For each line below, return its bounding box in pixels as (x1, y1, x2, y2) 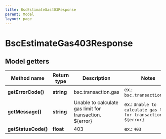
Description (82, 75, 111, 82)
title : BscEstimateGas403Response (5, 7, 77, 12)
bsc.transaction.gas (74, 89, 120, 96)
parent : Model (5, 12, 35, 17)
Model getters (5, 57, 49, 66)
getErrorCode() (7, 89, 44, 96)
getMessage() (7, 108, 42, 115)
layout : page (5, 16, 32, 21)
